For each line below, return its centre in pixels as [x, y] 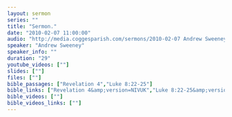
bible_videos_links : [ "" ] [44, 103]
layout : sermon [29, 13]
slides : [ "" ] [26, 71]
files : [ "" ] [24, 77]
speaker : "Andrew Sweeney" [46, 45]
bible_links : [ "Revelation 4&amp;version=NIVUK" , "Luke [88, 90]
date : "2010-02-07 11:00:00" [49, 33]
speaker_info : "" [32, 52]
